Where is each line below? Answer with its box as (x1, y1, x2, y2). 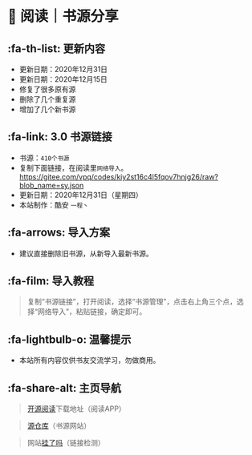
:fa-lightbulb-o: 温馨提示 (7, 332, 132, 346)
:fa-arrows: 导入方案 (7, 226, 111, 240)
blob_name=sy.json (18, 180, 84, 190)
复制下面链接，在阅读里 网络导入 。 (18, 163, 128, 172)
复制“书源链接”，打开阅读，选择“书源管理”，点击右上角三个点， (26, 297, 238, 307)
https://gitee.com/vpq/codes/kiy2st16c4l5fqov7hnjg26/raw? (18, 171, 218, 181)
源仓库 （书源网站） (26, 421, 91, 431)
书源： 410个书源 (18, 153, 70, 163)
